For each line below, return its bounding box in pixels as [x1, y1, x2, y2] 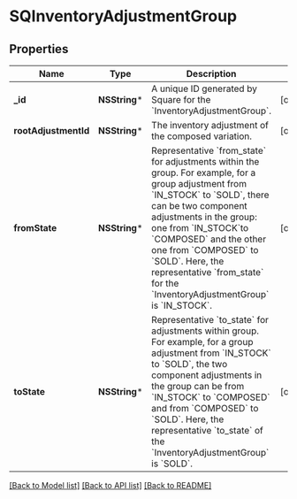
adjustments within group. [151, 325, 259, 337]
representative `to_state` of [151, 425, 263, 436]
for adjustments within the [151, 156, 260, 167]
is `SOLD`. [151, 457, 193, 470]
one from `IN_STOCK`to [151, 222, 249, 234]
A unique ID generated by [151, 82, 258, 95]
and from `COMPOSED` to [151, 403, 259, 414]
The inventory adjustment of [151, 119, 270, 131]
